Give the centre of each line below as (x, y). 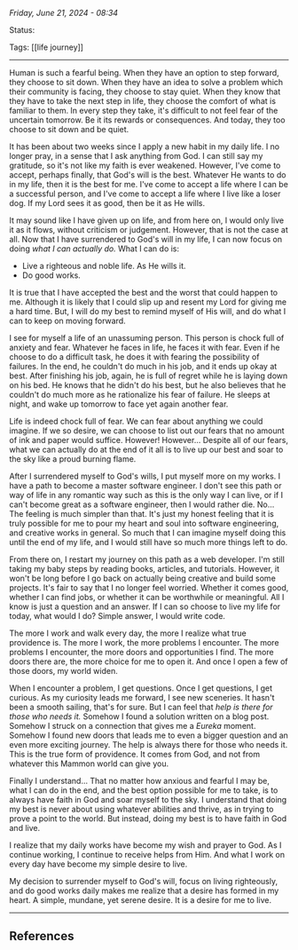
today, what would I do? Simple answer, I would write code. (118, 616)
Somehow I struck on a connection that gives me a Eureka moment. (133, 726)
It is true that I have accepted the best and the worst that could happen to (143, 293)
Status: (22, 30)
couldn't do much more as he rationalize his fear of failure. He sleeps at (140, 395)
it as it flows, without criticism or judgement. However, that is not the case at (149, 230)
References (42, 936)
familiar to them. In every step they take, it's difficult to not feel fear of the (144, 111)
